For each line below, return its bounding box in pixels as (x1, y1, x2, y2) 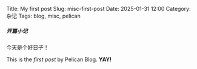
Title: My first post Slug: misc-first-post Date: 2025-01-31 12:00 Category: (6, 5, 191, 12)
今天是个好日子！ (6, 44, 49, 51)
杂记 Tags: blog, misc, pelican (6, 12, 81, 19)
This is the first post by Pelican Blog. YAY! (6, 56, 112, 63)
